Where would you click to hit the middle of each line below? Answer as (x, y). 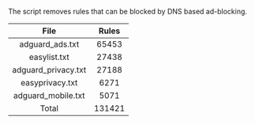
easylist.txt (49, 57)
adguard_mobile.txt (49, 96)
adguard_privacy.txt (49, 70)
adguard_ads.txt (49, 44)
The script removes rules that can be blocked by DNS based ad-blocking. (127, 11)
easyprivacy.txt (49, 83)
